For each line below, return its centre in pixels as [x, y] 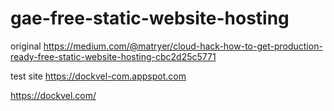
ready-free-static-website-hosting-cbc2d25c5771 [113, 56]
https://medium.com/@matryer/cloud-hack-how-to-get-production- [183, 46]
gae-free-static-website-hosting [150, 18]
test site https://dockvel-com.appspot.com [98, 76]
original [26, 46]
